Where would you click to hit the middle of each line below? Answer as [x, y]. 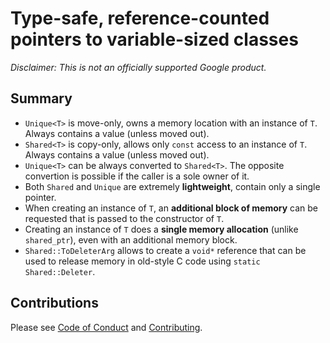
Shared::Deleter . [60, 271]
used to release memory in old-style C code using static [142, 261]
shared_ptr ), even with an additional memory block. [131, 239]
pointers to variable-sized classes [154, 39]
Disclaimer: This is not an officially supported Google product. [138, 67]
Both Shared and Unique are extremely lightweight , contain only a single [172, 186]
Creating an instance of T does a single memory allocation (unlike [161, 229]
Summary [41, 98]
